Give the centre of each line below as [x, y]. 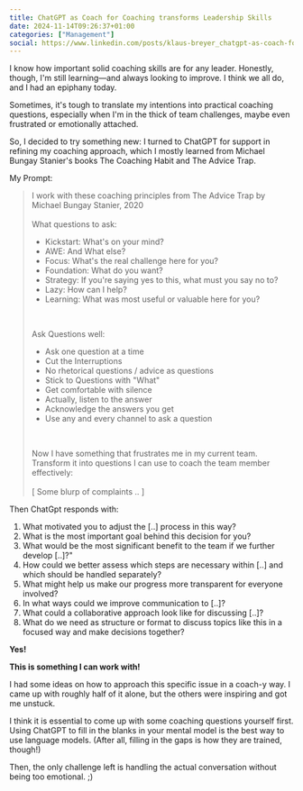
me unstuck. [32, 704]
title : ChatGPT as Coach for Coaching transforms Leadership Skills [141, 18]
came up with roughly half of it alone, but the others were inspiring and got [148, 694]
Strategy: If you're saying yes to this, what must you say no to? [161, 280]
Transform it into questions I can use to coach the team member [151, 463]
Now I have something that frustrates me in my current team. [144, 454]
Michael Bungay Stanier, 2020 [87, 205]
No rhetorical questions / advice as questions [129, 371]
